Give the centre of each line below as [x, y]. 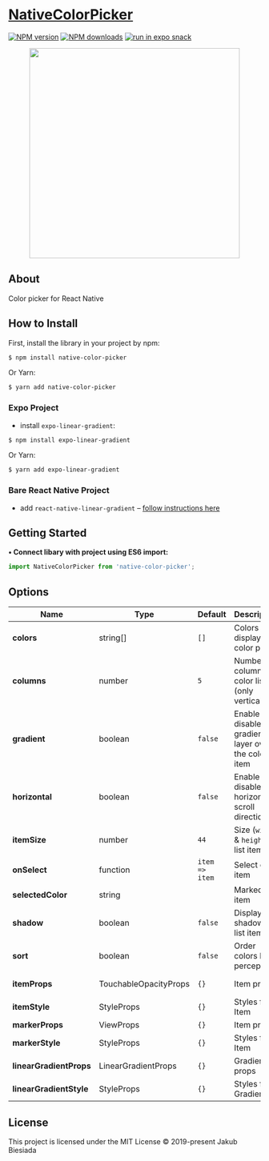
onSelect [30, 870]
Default [212, 615]
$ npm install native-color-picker [68, 358]
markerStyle [36, 1043]
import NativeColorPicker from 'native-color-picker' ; [102, 567]
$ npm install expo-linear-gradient [69, 440]
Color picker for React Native [56, 298]
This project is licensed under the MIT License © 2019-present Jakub [123, 1141]
